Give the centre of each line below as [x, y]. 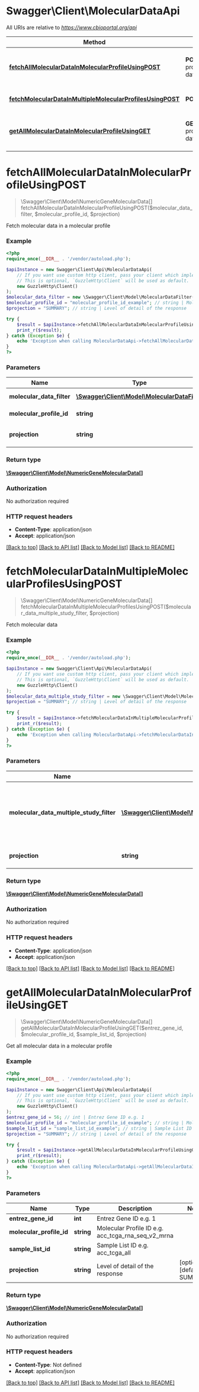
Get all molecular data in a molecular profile [59, 1046]
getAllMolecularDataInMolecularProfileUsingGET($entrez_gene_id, [102, 1028]
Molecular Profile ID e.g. [130, 1228]
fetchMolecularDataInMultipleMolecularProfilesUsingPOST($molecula [106, 607]
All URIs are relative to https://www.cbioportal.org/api [72, 27]
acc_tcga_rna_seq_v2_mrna [135, 1236]
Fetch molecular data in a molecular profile [58, 225]
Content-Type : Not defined [48, 1365]
